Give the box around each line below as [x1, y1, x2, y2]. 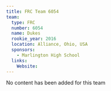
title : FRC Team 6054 [6, 8, 59, 15]
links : [11, 58, 28, 63]
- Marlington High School [16, 52, 80, 58]
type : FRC [11, 19, 35, 25]
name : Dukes [11, 31, 41, 36]
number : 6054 [11, 25, 43, 31]
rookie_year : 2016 [11, 36, 57, 42]
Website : [16, 63, 38, 69]
